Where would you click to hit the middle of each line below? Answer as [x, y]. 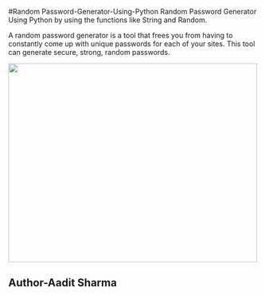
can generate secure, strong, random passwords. [89, 52]
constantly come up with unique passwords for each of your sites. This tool [132, 44]
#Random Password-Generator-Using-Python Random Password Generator [132, 12]
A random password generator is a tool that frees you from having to [121, 35]
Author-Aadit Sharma [62, 283]
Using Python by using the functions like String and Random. [108, 20]
